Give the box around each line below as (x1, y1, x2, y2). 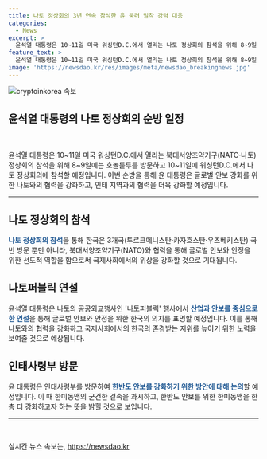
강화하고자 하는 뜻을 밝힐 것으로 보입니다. (25, 402, 153, 411)
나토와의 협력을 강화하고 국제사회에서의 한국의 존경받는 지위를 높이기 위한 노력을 (8, 324, 257, 333)
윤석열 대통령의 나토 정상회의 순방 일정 (8, 112, 184, 126)
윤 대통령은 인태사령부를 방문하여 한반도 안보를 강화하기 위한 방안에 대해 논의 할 (8, 382, 250, 391)
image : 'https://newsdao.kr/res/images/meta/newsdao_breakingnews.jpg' (8, 64, 250, 72)
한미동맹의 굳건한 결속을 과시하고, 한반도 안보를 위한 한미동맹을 (54, 392, 250, 401)
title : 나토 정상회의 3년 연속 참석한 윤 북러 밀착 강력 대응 (8, 11, 184, 20)
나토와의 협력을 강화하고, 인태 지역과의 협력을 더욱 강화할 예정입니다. (16, 180, 229, 190)
